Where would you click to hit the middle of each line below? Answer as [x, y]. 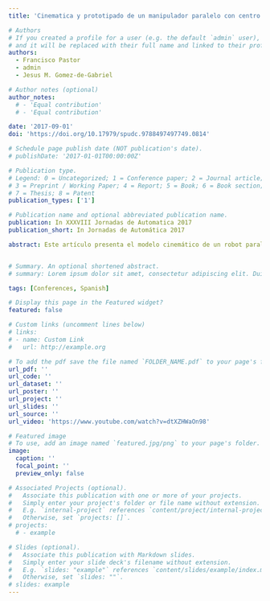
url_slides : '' [34, 406]
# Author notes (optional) [53, 89]
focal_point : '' [43, 466]
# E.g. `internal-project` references [77, 510]
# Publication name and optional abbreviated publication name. [118, 215]
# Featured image [37, 436]
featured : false [35, 311]
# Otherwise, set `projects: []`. [70, 518]
